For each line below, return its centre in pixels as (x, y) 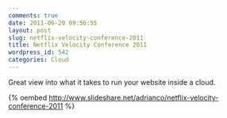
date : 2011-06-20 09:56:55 (53, 23)
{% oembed (28, 97)
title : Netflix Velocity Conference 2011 (78, 45)
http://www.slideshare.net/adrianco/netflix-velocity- (134, 97)
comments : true (33, 15)
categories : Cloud (38, 60)
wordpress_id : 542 (38, 52)
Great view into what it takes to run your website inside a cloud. (112, 82)
